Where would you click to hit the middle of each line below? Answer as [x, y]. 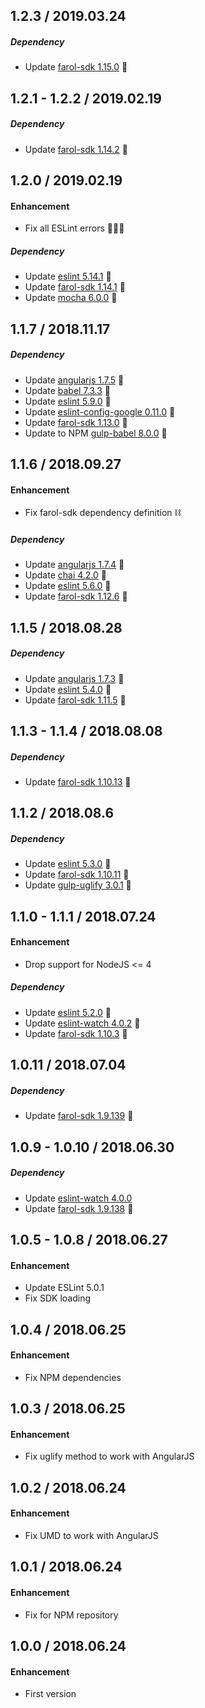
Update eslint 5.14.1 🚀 [68, 276]
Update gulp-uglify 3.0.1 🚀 [78, 885]
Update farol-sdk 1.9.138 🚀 [79, 1208]
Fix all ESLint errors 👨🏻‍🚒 [74, 228]
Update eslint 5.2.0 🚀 [68, 1012]
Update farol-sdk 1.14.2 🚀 [76, 149]
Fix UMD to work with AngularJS [91, 1535]
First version [50, 1694]
